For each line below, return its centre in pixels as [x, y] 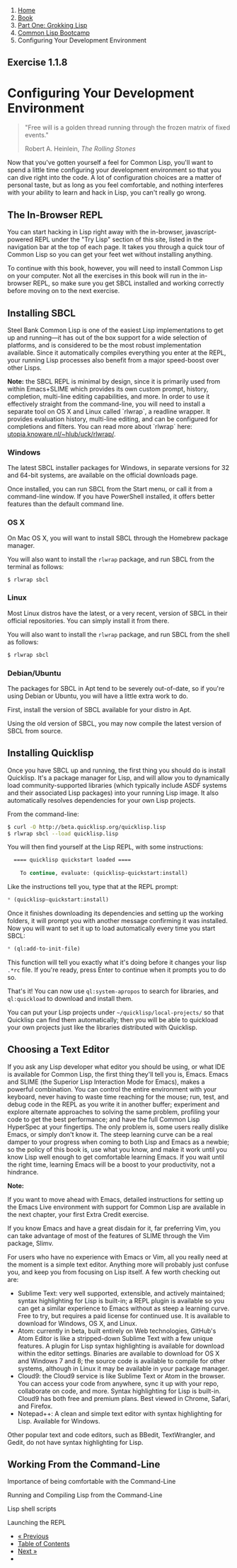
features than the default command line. [65, 504]
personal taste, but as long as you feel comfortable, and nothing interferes [116, 185]
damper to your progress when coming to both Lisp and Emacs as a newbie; [118, 1142]
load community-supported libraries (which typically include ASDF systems [117, 785]
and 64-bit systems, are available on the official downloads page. [103, 475]
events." [36, 135]
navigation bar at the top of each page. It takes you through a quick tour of [116, 247]
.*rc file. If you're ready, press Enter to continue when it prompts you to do [117, 970]
